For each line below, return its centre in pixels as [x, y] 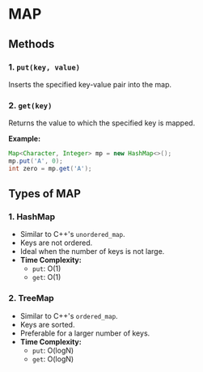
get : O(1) [47, 277]
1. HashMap [32, 217]
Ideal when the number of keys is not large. [92, 252]
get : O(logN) [53, 359]
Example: [25, 139]
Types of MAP [44, 194]
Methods [32, 44]
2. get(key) [30, 105]
